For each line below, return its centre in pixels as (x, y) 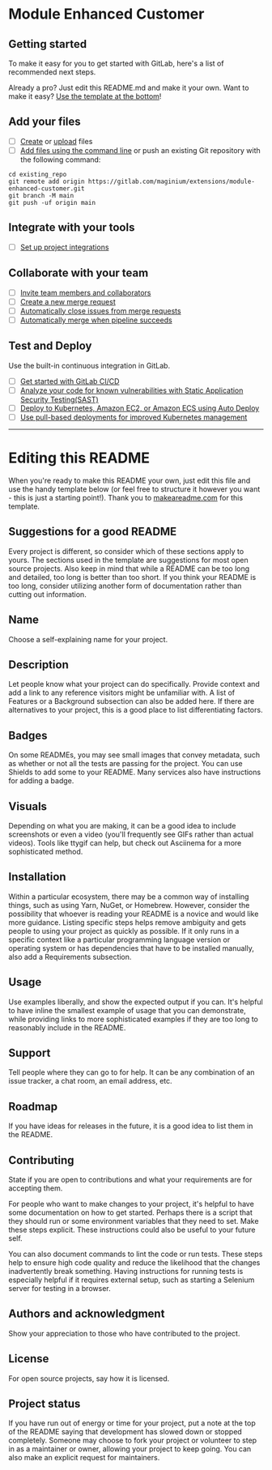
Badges (28, 735)
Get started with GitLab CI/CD (70, 381)
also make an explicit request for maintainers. (84, 1458)
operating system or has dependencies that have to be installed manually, (132, 948)
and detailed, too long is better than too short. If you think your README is (132, 577)
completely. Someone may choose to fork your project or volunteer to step (133, 1440)
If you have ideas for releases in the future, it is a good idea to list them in (131, 1126)
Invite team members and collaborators (85, 292)
